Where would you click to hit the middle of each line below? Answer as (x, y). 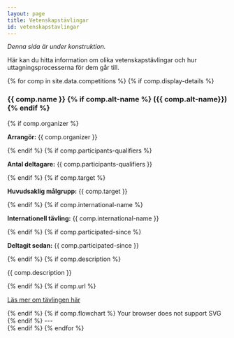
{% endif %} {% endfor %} (46, 328)
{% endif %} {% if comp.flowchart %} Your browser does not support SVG (114, 313)
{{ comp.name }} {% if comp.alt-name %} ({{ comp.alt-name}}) (117, 99)
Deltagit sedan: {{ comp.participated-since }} (73, 245)
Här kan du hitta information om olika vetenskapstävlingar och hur (102, 60)
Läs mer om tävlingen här (44, 300)
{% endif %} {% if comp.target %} (57, 177)
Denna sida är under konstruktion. (57, 47)
